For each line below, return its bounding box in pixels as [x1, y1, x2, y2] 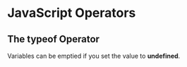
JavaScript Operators [7, 5, 136, 21]
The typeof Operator [7, 33, 100, 45]
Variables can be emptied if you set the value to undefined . [7, 51, 181, 60]
